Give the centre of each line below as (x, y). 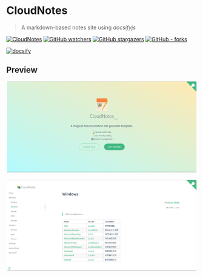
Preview (22, 70)
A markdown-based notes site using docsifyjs (78, 27)
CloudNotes (37, 11)
